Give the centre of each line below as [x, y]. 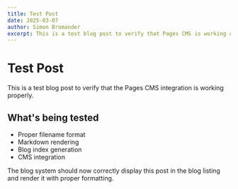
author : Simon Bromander [44, 27]
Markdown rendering [48, 142]
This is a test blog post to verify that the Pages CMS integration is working [116, 88]
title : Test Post [33, 14]
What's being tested [53, 117]
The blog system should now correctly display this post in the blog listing [114, 171]
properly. [21, 95]
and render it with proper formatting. [61, 178]
